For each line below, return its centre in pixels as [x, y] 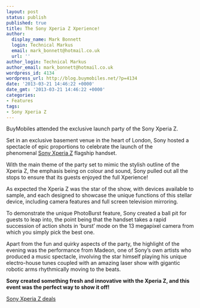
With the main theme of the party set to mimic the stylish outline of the [93, 164]
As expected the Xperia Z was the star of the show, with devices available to [100, 189]
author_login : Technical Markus [46, 62]
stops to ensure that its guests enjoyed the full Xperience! [77, 178]
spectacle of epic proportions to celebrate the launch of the [80, 147]
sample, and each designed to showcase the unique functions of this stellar [99, 196]
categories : [21, 95]
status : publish [26, 17]
